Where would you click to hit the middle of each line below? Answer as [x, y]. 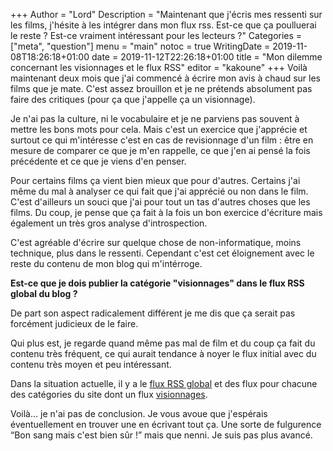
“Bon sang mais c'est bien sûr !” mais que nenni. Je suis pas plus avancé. [161, 435]
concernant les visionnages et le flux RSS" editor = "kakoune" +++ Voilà [159, 67]
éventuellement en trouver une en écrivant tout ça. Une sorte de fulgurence [166, 424]
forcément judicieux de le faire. [74, 323]
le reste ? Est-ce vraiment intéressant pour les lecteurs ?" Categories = [156, 35]
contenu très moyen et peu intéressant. [91, 364]
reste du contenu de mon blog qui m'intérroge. [106, 263]
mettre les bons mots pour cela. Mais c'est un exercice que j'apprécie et [159, 129]
